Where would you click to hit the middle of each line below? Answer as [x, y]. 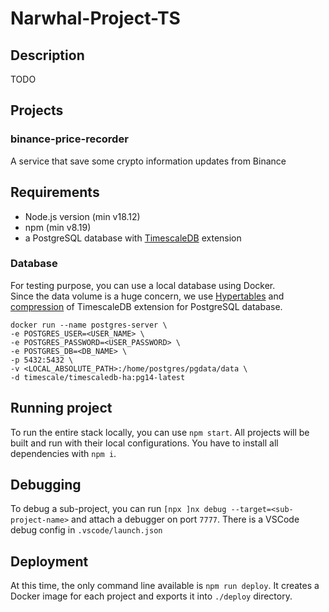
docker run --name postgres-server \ [89, 325]
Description [47, 55]
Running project [61, 408]
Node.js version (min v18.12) [82, 216]
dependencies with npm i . [63, 453]
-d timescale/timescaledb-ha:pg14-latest [98, 377]
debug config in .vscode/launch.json [86, 530]
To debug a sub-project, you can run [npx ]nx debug [118, 509]
